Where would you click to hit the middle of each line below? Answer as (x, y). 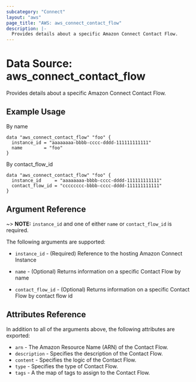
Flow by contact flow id (44, 296)
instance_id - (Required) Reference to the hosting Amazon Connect (99, 253)
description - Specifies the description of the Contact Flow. (89, 353)
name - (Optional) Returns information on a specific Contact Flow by (98, 271)
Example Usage (36, 112)
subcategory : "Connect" (36, 12)
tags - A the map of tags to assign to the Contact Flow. (82, 372)
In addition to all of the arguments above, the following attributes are (91, 329)
